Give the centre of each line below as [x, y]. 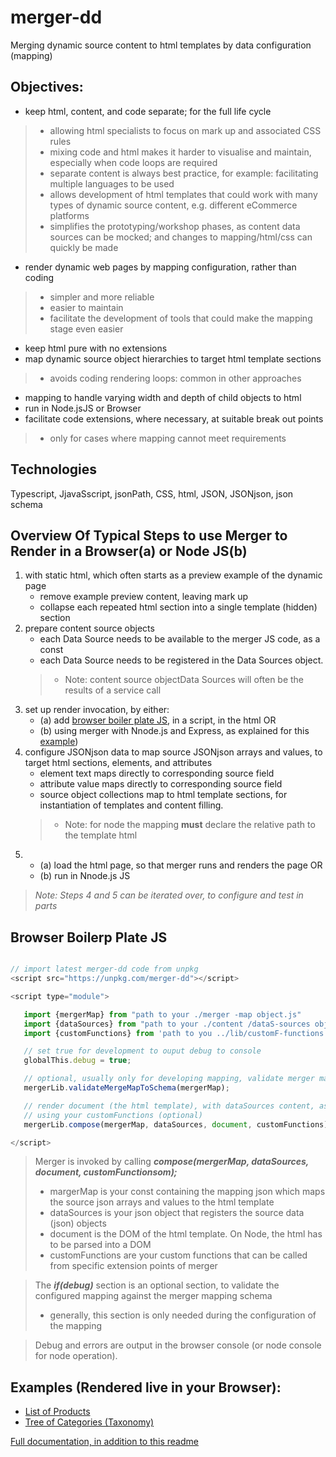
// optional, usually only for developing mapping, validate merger [169, 1079]
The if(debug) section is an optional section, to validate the [157, 1285]
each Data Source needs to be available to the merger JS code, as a [180, 639]
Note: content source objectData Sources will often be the [184, 680]
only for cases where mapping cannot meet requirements [168, 438]
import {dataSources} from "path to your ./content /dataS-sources [167, 1024]
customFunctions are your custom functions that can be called [178, 1255]
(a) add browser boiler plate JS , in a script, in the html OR [158, 720]
